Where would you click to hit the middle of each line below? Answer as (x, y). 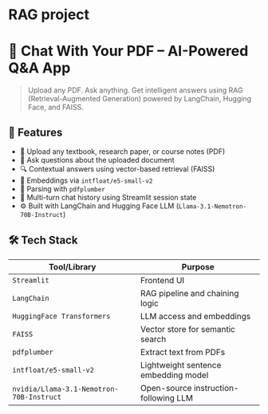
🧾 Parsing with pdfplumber (62, 188)
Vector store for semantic (187, 329)
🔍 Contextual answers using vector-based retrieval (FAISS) (117, 168)
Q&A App (39, 68)
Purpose (198, 266)
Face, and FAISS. (55, 107)
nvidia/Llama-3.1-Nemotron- (65, 389)
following (158, 398)
